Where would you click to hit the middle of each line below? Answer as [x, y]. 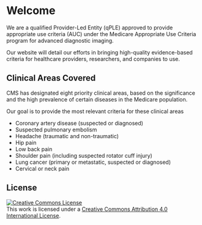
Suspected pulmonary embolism [56, 130]
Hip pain [26, 142]
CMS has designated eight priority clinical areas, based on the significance [101, 93]
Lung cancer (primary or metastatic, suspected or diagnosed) [93, 162]
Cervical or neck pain [42, 168]
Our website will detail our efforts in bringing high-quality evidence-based [99, 52]
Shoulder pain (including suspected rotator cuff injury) [84, 155]
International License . [34, 215]
